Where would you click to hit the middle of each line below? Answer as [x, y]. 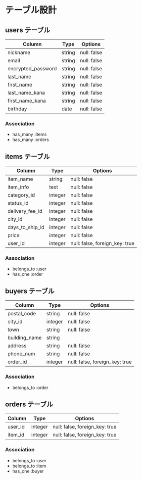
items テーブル [28, 156]
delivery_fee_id [25, 211]
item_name [20, 179]
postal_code [22, 314]
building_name [25, 338]
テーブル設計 [31, 10]
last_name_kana [26, 93]
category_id [21, 195]
